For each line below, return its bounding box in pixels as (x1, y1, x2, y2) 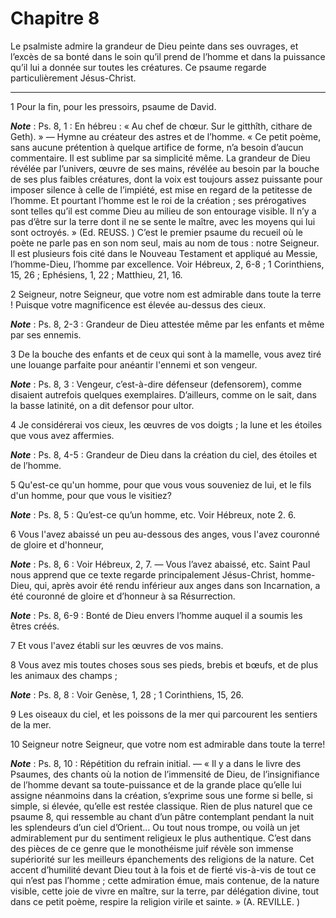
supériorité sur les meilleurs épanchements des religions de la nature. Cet (10, 853, 315, 865)
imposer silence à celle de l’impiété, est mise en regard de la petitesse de (10, 183, 313, 196)
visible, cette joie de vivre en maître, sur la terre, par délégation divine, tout (10, 885, 320, 897)
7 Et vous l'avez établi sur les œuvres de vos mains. (10, 639, 224, 651)
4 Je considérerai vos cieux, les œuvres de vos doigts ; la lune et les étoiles (10, 418, 323, 431)
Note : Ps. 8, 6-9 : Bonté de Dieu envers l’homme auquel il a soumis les (10, 609, 303, 621)
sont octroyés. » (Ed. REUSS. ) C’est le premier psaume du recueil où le (10, 226, 303, 238)
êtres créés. (10, 620, 60, 632)
